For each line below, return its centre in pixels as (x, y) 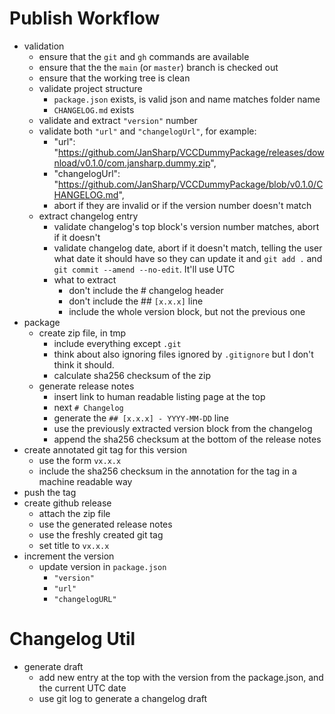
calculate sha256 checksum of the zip (132, 375)
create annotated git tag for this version (105, 449)
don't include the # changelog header (146, 290)
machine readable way (85, 481)
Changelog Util (72, 639)
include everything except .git (117, 343)
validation (44, 46)
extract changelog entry (88, 216)
